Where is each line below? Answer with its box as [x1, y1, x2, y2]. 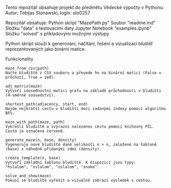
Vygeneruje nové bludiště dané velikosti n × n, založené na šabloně [5, 142, 157, 147]
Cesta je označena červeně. [5, 129, 66, 134]
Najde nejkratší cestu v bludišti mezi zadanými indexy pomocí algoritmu [5, 106, 166, 111]
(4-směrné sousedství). [5, 93, 56, 98]
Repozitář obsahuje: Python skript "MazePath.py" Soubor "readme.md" [5, 20, 156, 26]
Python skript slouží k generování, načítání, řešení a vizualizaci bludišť [5, 40, 153, 47]
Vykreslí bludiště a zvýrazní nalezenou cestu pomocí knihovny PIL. [5, 124, 155, 129]
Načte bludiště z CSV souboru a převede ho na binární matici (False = [5, 70, 161, 75]
